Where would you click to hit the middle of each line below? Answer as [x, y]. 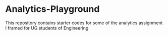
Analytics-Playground [52, 9]
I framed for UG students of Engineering [47, 28]
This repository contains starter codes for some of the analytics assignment [84, 23]
